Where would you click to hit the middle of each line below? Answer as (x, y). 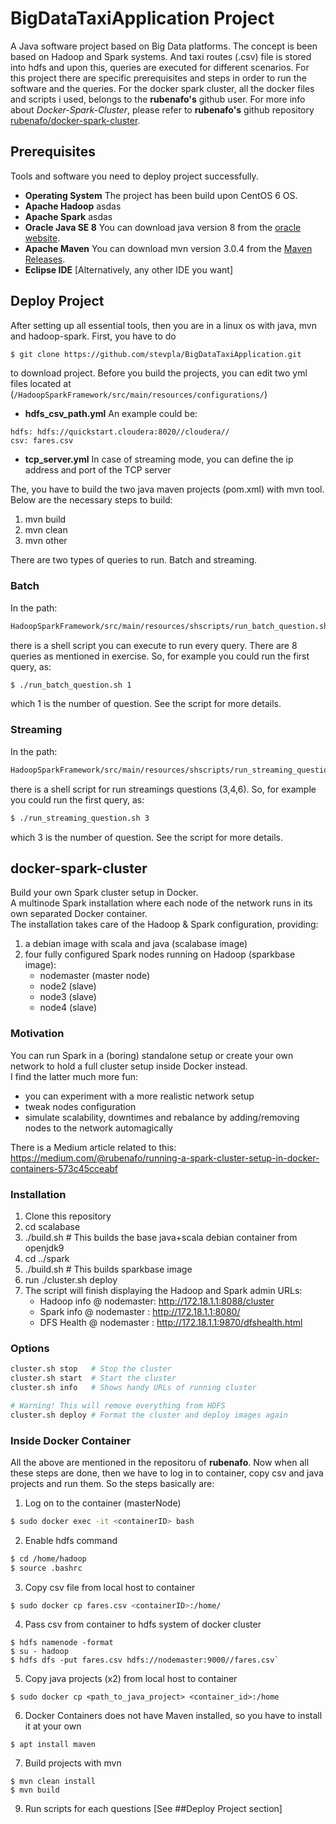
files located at (41, 384)
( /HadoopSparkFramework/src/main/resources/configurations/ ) (139, 394)
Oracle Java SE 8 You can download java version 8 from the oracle (163, 227)
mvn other (46, 541)
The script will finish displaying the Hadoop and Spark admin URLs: (163, 1290)
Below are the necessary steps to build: (91, 500)
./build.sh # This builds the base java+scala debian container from (161, 1237)
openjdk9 (44, 1248)
